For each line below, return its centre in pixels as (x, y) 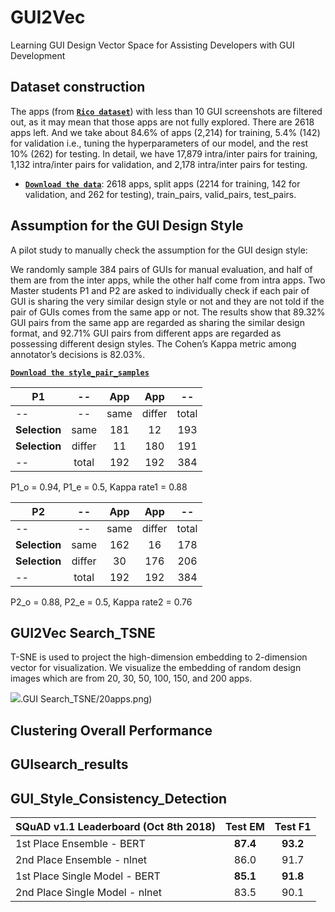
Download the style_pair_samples (80, 372)
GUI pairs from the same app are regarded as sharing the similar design (157, 322)
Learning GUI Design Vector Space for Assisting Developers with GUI (152, 45)
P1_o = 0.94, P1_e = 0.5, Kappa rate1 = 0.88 (99, 487)
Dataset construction (78, 87)
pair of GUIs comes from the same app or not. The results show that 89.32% (168, 312)
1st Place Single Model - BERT (88, 876)
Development (38, 55)
